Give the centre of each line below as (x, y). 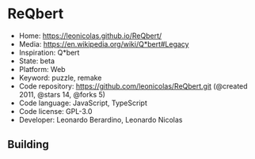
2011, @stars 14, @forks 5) (62, 94)
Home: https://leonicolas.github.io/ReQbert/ (90, 36)
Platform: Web (42, 69)
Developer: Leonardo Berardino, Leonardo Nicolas (101, 119)
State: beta (37, 61)
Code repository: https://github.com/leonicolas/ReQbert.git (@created (133, 86)
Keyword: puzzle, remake (60, 78)
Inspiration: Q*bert (49, 52)
